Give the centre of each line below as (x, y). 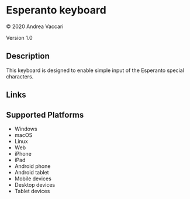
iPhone (23, 153)
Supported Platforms (45, 115)
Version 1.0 (19, 37)
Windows (26, 129)
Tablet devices (32, 191)
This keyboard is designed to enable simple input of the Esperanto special (95, 70)
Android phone (32, 166)
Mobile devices (33, 179)
